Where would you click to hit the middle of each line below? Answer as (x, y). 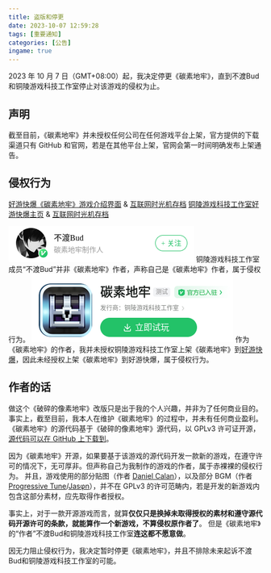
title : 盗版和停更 (36, 17)
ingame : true (30, 51)
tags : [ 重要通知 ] (35, 34)
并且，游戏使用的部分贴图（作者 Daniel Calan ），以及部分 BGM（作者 (138, 475)
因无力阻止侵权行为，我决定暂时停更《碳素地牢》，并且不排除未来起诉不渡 (130, 550)
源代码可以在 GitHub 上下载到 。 (61, 438)
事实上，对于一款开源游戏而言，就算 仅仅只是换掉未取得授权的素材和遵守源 (132, 513)
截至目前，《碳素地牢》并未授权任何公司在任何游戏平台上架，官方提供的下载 (134, 135)
